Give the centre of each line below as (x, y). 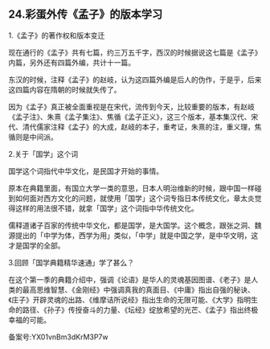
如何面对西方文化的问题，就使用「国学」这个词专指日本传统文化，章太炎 (135, 198)
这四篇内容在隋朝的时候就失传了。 (65, 89)
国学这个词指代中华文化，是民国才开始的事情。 (86, 170)
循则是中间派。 (33, 137)
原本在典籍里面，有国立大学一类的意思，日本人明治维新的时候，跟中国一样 (131, 188)
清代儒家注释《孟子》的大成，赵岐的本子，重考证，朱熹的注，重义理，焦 (142, 126)
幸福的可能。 (29, 319)
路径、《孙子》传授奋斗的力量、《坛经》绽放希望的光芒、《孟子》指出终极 (140, 310)
